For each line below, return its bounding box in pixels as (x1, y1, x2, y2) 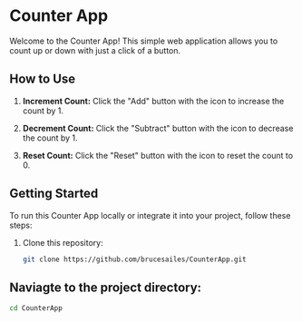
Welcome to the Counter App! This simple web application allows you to (9, 35, 278, 46)
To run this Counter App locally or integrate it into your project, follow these (9, 210, 291, 220)
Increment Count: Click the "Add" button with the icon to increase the (22, 95, 285, 106)
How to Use (9, 72, 76, 87)
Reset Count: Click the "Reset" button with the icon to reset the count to (22, 150, 293, 161)
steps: (9, 220, 33, 230)
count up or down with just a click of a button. (9, 44, 181, 55)
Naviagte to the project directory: (9, 279, 202, 295)
